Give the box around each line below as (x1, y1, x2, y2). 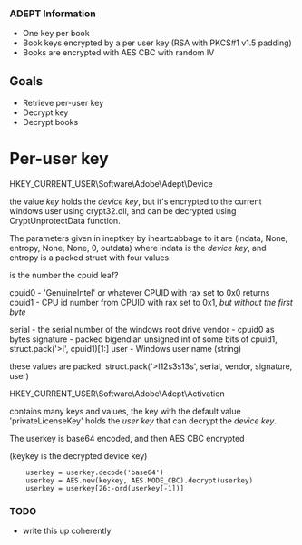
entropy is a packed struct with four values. (9, 252, 171, 263)
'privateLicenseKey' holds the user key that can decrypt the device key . (9, 415, 278, 426)
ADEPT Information (9, 7, 97, 20)
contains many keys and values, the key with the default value (9, 406, 242, 417)
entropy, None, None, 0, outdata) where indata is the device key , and (9, 243, 267, 254)
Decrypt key (22, 107, 69, 118)
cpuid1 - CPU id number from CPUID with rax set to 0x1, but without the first (9, 297, 293, 308)
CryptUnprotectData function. (9, 216, 121, 227)
